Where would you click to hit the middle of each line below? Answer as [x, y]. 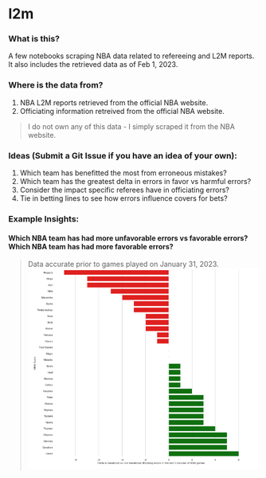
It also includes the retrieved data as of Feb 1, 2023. [93, 65]
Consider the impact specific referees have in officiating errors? [124, 190]
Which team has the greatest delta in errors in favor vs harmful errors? [135, 182]
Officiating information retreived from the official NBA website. [122, 111]
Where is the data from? [56, 85]
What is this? [34, 39]
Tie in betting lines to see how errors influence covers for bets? [124, 198]
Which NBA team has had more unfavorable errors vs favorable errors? [128, 238]
